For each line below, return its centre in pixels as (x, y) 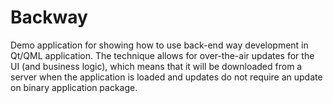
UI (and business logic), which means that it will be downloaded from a (156, 66)
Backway (49, 17)
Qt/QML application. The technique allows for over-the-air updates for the (162, 55)
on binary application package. (74, 87)
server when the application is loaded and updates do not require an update (166, 77)
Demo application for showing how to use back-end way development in (159, 45)
